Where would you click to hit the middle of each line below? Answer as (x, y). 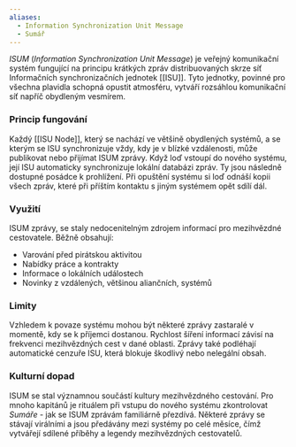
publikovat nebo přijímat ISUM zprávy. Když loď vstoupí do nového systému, (148, 158)
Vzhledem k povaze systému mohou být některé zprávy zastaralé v (132, 325)
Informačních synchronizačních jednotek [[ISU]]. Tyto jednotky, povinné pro (147, 78)
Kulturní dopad (42, 376)
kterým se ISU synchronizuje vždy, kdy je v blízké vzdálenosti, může (133, 148)
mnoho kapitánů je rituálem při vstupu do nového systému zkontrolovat (138, 405)
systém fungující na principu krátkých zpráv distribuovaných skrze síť (136, 68)
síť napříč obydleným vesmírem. (68, 96)
